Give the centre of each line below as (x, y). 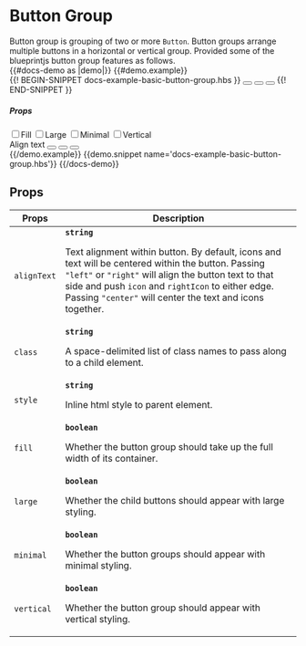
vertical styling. (97, 619)
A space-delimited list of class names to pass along (176, 350)
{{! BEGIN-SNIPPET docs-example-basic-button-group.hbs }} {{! (148, 79)
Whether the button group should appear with (163, 608)
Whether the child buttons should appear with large (175, 500)
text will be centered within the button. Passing (165, 263)
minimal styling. (98, 565)
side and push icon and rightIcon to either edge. (170, 286)
